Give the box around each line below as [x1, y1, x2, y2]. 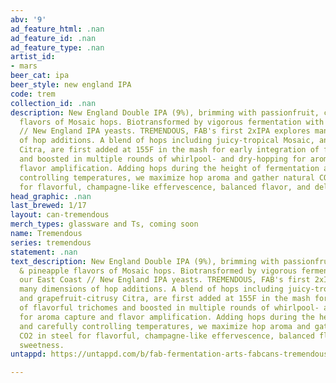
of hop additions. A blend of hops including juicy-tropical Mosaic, [19, 136, 315, 146]
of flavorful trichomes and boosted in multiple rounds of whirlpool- [19, 303, 320, 313]
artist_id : [10, 52, 56, 62]
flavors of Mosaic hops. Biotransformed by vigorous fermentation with [19, 117, 325, 127]
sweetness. [19, 340, 65, 350]
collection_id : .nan [10, 98, 97, 108]
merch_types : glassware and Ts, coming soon [10, 219, 199, 230]
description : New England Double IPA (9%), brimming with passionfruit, [10, 107, 320, 118]
